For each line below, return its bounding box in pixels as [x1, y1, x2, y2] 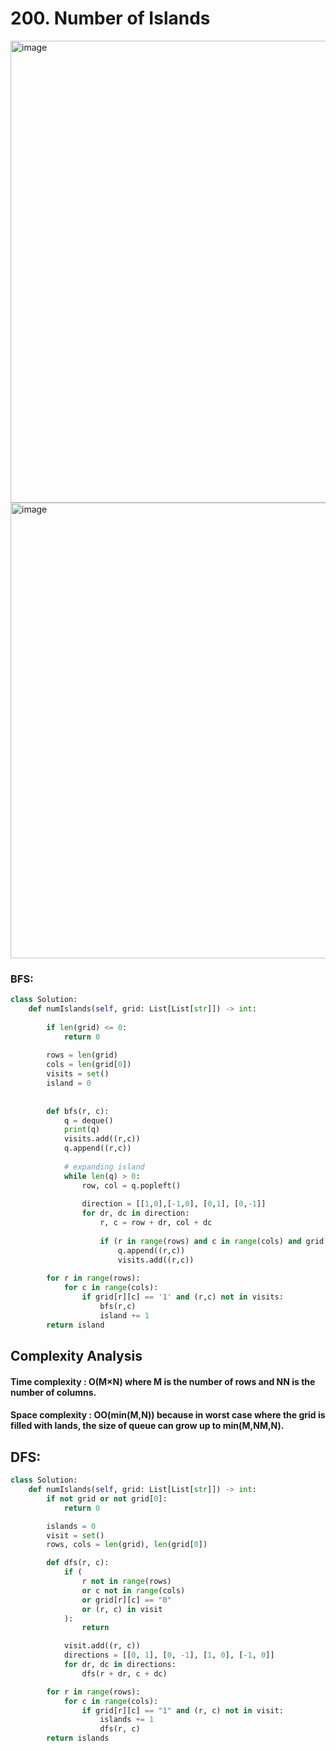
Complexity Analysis [10, 1348, 143, 1365]
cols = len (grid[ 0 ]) [46, 1060, 132, 1070]
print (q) [63, 1125, 101, 1135]
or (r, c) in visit [81, 1604, 163, 1614]
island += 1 [99, 1310, 150, 1321]
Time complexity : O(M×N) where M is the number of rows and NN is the [10, 1375, 316, 1387]
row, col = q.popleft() [81, 1180, 182, 1191]
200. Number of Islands [10, 7, 211, 30]
